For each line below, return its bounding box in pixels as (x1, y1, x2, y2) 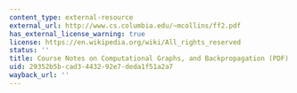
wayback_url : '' (9, 71, 70, 80)
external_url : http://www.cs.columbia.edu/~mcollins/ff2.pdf (9, 21, 242, 30)
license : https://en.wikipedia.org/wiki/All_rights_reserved (9, 37, 242, 47)
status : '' (9, 46, 50, 55)
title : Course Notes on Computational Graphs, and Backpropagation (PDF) (9, 54, 290, 63)
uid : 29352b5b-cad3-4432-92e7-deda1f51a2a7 (9, 63, 174, 72)
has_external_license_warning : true (9, 29, 145, 38)
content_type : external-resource (9, 12, 134, 22)
